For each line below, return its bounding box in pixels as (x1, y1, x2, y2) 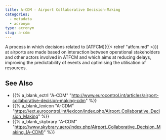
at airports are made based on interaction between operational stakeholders (5, 49, 160, 55)
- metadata (9, 16, 32, 21)
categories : (5, 12, 30, 17)
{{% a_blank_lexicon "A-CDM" (12, 102, 74, 109)
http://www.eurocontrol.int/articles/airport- (71, 92, 159, 98)
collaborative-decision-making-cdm (12, 97, 86, 103)
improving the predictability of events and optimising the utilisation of (5, 60, 146, 65)
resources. (5, 65, 27, 71)
